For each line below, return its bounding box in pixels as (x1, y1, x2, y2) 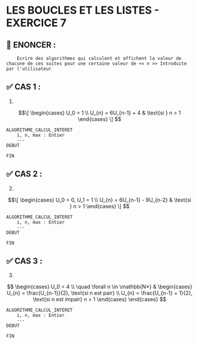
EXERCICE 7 (6, 16, 67, 30)
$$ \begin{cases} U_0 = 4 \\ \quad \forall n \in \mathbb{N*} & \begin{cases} (7, 283, 193, 291)
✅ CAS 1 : (6, 82, 41, 92)
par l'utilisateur (6, 66, 52, 72)
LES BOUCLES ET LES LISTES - (6, 4, 159, 17)
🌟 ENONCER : (6, 40, 56, 50)
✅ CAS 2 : (6, 169, 43, 179)
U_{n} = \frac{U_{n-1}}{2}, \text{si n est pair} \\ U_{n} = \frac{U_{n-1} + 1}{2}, (7, 289, 193, 297)
